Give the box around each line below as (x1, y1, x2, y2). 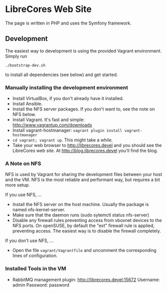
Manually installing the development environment (5, 84, 128, 91)
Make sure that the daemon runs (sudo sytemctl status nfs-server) (12, 212, 150, 218)
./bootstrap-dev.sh (5, 62, 46, 68)
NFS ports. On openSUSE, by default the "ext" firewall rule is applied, (12, 222, 155, 228)
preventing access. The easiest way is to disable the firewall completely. (12, 228, 161, 234)
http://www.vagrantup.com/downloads (12, 122, 92, 128)
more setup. (5, 182, 30, 188)
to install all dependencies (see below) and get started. (5, 71, 118, 77)
